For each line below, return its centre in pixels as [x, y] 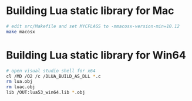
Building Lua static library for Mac [90, 11]
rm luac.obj [21, 87]
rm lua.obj [19, 82]
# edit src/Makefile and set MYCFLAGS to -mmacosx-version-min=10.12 [93, 26]
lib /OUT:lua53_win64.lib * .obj [46, 93]
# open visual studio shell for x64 [51, 71]
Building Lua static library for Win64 [96, 55]
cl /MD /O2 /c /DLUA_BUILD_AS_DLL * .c [53, 76]
